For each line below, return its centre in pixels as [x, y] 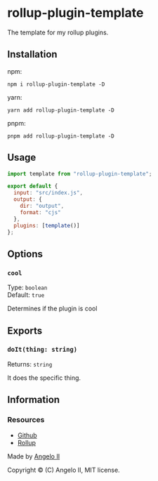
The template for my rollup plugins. [58, 32]
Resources [26, 420]
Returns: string [30, 364]
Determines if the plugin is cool [52, 309]
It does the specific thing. [44, 378]
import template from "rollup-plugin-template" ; [80, 173]
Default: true [26, 295]
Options [25, 254]
